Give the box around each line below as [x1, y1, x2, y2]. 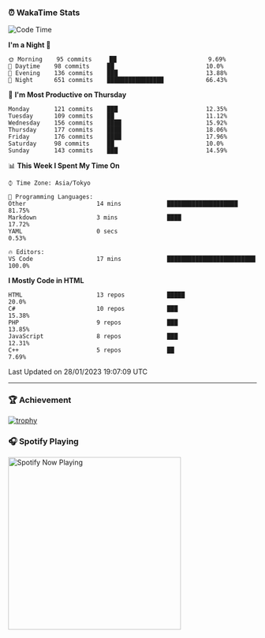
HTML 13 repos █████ [8, 291, 185, 299]
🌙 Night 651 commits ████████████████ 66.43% [8, 76, 227, 84]
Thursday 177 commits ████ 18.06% [8, 126, 227, 134]
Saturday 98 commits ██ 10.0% [8, 140, 224, 148]
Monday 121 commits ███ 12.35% [8, 106, 227, 114]
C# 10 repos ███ [8, 305, 178, 313]
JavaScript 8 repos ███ [8, 333, 178, 341]
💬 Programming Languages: [8, 193, 93, 201]
